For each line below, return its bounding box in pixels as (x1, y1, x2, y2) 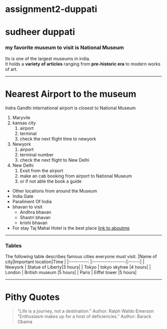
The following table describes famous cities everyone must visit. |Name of (5, 253, 158, 259)
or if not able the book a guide (19, 178, 82, 184)
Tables (5, 242, 22, 249)
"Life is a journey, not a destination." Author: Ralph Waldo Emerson (17, 308, 154, 314)
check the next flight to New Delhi (19, 157, 89, 163)
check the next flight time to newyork (19, 136, 96, 142)
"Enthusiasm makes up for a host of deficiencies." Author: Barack (17, 313, 152, 319)
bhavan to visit (12, 204, 43, 210)
